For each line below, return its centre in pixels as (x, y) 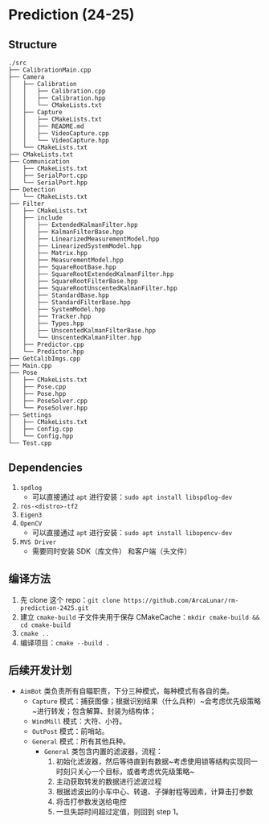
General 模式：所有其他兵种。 (81, 741)
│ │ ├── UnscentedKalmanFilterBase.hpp (82, 331)
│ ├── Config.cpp (41, 429)
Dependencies (45, 468)
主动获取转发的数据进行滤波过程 (109, 781)
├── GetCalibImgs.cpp (45, 359)
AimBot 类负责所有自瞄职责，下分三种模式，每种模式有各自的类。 (127, 691)
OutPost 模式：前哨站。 (70, 731)
